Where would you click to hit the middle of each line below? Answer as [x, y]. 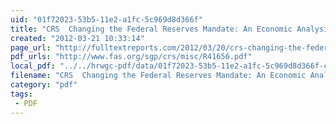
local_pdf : [33, 66]
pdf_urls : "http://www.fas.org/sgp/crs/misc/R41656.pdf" [131, 57]
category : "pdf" [44, 85]
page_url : [31, 47]
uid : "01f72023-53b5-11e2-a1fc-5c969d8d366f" [106, 19]
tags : [21, 94]
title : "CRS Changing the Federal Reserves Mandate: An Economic [151, 29]
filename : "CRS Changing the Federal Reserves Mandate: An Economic [158, 76]
